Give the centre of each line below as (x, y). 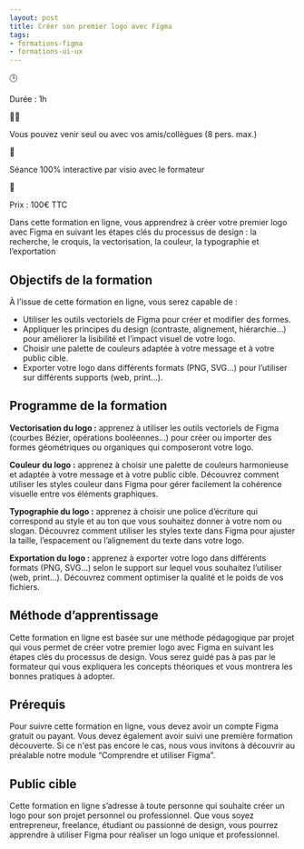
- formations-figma (46, 43)
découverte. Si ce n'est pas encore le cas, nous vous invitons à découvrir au (152, 745)
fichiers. (25, 586)
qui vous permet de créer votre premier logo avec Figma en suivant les (142, 647)
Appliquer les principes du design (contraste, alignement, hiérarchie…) (154, 329)
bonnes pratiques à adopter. (62, 676)
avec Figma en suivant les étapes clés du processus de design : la (133, 232)
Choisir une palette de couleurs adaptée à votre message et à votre (148, 348)
